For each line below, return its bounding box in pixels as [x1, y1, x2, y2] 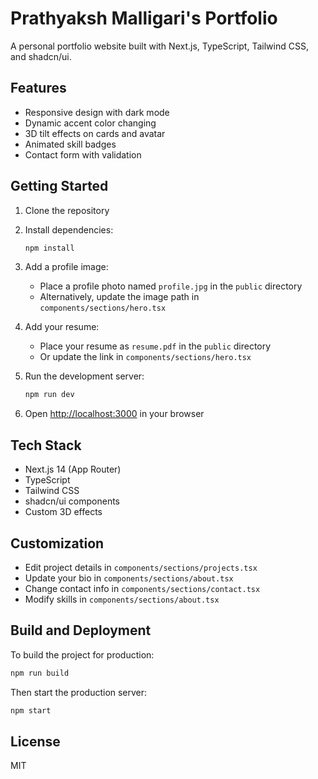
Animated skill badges [24, 138, 117, 150]
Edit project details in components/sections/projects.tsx [24, 561, 258, 573]
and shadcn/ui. [10, 50, 72, 62]
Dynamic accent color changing [24, 117, 157, 129]
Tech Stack [10, 437, 82, 454]
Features [10, 80, 67, 97]
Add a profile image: [24, 261, 109, 273]
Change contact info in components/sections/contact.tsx [24, 582, 261, 594]
